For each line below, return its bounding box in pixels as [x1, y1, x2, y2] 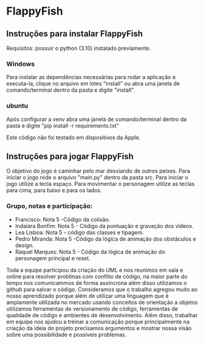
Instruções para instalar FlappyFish [6, 29, 143, 39]
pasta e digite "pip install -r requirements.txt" [6, 122, 120, 129]
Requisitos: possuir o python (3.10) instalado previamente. [6, 44, 151, 52]
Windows [6, 60, 35, 68]
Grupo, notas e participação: [6, 202, 93, 210]
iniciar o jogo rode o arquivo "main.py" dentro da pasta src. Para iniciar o [6, 174, 188, 181]
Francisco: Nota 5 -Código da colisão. [15, 216, 110, 223]
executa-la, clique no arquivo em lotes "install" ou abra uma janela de [6, 80, 180, 88]
